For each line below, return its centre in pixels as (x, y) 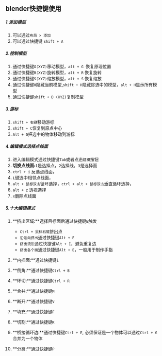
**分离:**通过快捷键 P (33, 349)
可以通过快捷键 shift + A (38, 41)
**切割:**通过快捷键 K (33, 322)
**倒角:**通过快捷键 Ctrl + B (41, 270)
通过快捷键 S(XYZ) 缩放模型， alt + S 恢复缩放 (57, 79)
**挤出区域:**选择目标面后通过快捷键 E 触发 (55, 221)
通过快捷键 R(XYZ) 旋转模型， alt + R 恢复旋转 (57, 72)
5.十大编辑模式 (20, 208)
